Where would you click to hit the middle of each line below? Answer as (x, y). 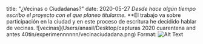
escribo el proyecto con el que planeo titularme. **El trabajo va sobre (94, 15)
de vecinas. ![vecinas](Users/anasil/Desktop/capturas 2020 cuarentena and (101, 28)
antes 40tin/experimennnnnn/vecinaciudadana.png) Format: (82, 34)
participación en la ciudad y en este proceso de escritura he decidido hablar (101, 21)
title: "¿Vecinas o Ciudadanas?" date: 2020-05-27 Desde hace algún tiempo (101, 9)
